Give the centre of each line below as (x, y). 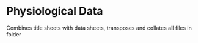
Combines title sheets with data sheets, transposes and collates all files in (99, 28)
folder (14, 34)
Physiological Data (55, 11)
